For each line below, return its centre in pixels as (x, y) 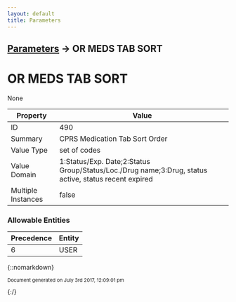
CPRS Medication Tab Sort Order (113, 139)
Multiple (24, 190)
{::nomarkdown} (31, 268)
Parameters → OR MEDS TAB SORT (85, 49)
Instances (27, 199)
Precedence (32, 238)
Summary (27, 139)
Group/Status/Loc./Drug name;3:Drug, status (133, 170)
